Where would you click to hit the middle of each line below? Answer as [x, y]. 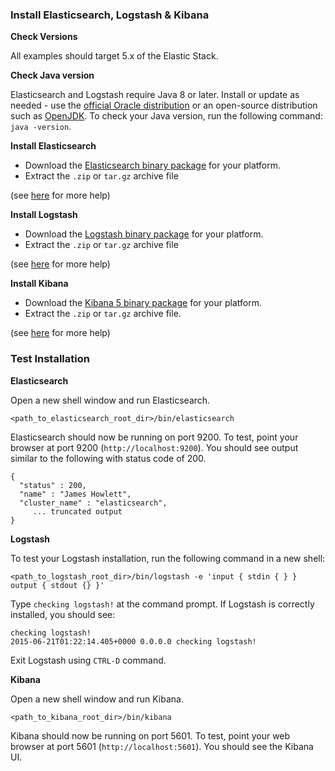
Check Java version [52, 75]
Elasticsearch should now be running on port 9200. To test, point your [154, 437]
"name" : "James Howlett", [75, 494]
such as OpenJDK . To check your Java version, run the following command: [166, 116]
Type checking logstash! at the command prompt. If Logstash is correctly [162, 604]
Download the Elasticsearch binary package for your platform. [152, 165]
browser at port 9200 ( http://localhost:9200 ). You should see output [154, 447]
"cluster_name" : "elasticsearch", [93, 503]
